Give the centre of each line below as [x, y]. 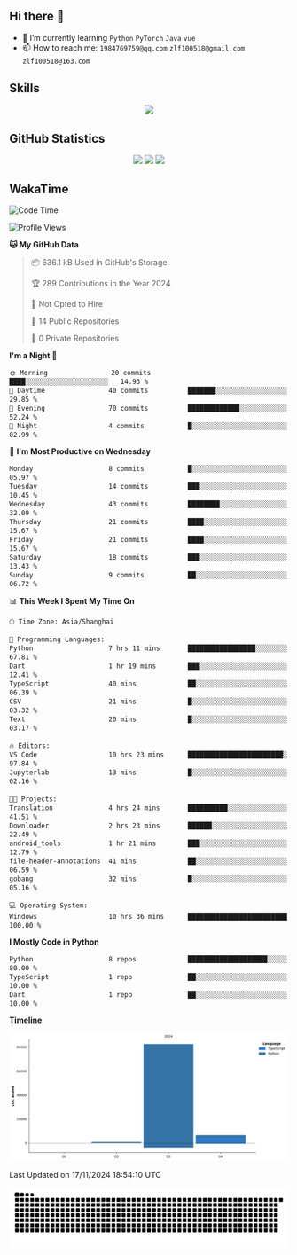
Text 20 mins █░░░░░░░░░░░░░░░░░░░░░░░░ [148, 719]
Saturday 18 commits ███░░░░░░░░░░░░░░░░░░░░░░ [148, 558]
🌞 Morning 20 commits [80, 373]
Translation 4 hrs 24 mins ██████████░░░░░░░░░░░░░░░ [148, 808]
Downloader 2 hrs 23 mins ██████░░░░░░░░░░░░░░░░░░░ [148, 826]
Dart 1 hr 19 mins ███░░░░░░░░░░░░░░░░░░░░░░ [148, 666]
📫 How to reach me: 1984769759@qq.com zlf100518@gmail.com [133, 47]
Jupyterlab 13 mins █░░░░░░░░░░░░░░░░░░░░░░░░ [148, 773]
